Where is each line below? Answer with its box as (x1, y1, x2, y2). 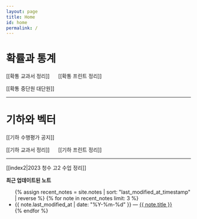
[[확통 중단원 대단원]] (6, 85, 55, 92)
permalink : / (6, 25, 38, 31)
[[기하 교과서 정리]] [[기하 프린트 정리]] (6, 146, 102, 153)
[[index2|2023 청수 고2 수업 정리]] (6, 164, 87, 171)
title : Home (6, 14, 35, 20)
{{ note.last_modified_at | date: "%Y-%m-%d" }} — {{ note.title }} (14, 201, 172, 208)
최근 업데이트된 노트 (6, 177, 52, 184)
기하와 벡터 (6, 113, 56, 127)
